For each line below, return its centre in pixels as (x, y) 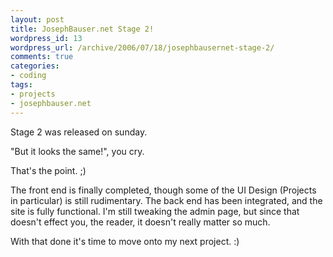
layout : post (37, 19)
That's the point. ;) (48, 170)
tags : (21, 85)
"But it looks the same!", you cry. (77, 151)
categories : (35, 66)
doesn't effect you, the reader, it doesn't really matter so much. (140, 222)
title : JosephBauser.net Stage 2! (82, 29)
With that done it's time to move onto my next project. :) (125, 241)
